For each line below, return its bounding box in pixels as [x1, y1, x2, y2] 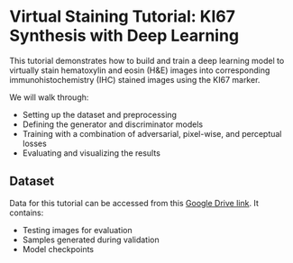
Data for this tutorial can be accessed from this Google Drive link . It [9, 197, 259, 208]
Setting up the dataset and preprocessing [22, 109, 178, 120]
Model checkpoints [22, 243, 95, 254]
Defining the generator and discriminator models [22, 119, 204, 130]
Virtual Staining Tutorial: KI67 [9, 6, 236, 27]
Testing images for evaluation [22, 224, 133, 235]
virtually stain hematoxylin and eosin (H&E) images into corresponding [9, 65, 270, 76]
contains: [9, 207, 44, 218]
